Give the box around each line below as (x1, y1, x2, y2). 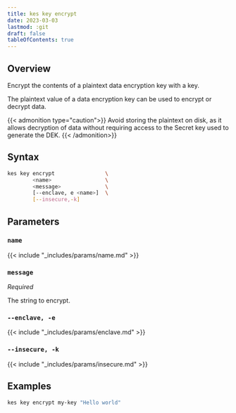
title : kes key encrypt (7, 10, 77, 18)
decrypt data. (7, 102, 47, 110)
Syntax (7, 151, 39, 163)
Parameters (7, 215, 60, 227)
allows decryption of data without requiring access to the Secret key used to (7, 123, 229, 132)
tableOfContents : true (7, 37, 74, 44)
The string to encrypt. (7, 296, 70, 305)
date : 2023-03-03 (7, 17, 58, 24)
